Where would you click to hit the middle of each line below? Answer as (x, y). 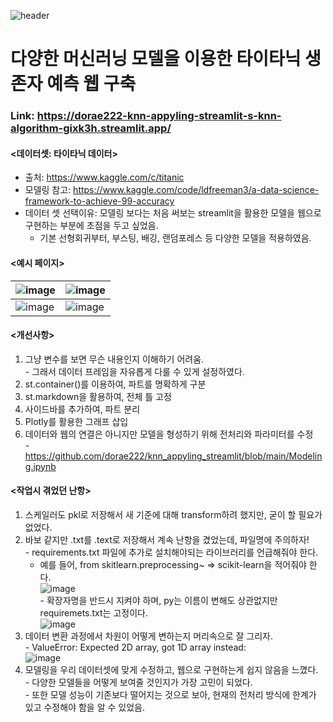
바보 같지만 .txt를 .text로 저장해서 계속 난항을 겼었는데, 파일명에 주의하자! (167, 539)
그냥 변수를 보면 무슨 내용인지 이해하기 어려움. (114, 359)
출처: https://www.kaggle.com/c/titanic (104, 177)
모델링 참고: (48, 190)
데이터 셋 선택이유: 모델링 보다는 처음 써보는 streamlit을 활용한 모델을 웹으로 (173, 213)
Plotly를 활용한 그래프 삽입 (76, 421)
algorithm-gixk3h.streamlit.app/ (91, 128)
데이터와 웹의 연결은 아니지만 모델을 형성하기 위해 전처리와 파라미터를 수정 (169, 434)
